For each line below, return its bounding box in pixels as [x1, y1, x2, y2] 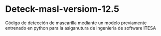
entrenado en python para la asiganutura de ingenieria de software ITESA [5, 25, 156, 31]
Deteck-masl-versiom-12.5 [5, 3, 120, 15]
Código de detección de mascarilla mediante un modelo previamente [5, 20, 147, 26]
